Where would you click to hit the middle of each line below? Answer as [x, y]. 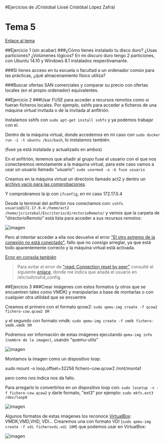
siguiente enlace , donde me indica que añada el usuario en [77, 272]
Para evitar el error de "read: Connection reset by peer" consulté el [85, 267]
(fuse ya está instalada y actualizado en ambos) [54, 149]
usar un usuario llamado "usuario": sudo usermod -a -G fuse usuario [75, 169]
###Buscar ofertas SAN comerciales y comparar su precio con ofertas [77, 85]
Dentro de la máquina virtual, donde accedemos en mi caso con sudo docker [83, 135]
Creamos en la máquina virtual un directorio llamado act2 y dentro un [75, 179]
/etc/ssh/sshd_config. [39, 277]
